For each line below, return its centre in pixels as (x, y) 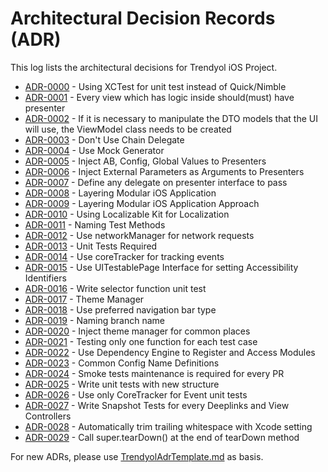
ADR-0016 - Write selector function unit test (115, 288)
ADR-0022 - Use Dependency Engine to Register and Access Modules (170, 352)
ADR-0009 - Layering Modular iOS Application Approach (142, 203)
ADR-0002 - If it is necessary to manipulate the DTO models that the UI (171, 118)
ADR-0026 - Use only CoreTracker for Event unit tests (136, 394)
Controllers (48, 416)
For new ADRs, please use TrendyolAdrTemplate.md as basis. (137, 456)
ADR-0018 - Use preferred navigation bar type (120, 309)
